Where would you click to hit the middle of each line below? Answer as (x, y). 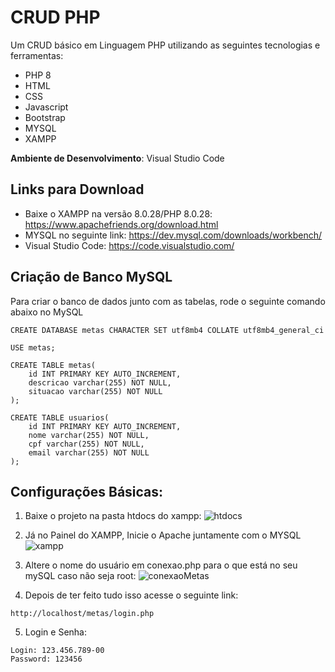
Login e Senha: (55, 632)
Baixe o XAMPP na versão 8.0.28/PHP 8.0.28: (118, 213)
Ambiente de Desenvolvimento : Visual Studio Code (117, 158)
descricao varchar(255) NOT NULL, (100, 382)
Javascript (46, 107)
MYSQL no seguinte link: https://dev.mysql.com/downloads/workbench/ (173, 235)
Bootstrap (45, 117)
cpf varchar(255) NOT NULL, (86, 444)
